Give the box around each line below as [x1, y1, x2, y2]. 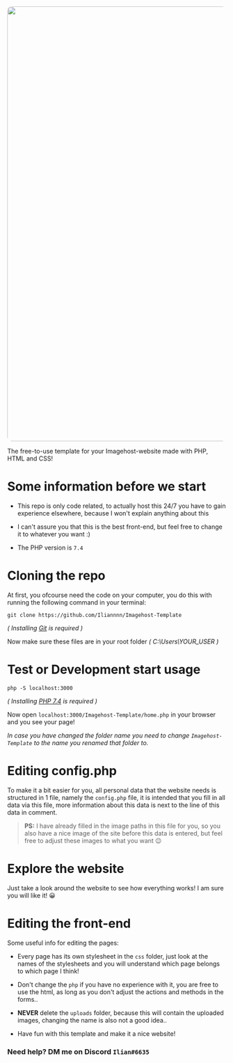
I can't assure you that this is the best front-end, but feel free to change [17, 522, 223, 531]
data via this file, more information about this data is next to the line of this [7, 801, 220, 809]
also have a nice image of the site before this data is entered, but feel [24, 829, 223, 837]
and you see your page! [7, 717, 75, 726]
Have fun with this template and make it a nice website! [17, 1029, 176, 1038]
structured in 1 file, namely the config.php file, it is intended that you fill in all [7, 793, 226, 801]
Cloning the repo [7, 568, 106, 584]
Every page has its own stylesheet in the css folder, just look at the [17, 952, 209, 960]
